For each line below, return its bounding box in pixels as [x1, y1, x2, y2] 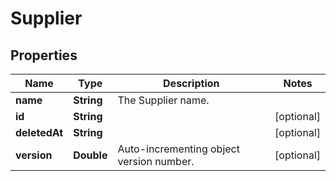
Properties [10, 47, 78, 64]
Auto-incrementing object [117, 142, 240, 156]
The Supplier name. [117, 93, 210, 107]
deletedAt [15, 126, 64, 139]
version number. [117, 155, 195, 168]
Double [73, 148, 108, 162]
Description [163, 77, 220, 90]
